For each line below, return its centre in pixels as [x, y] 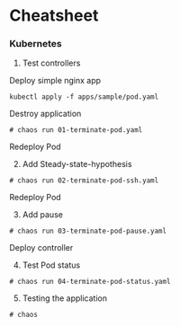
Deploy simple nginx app [55, 81]
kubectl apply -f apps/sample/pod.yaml [84, 97]
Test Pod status [51, 265]
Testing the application [65, 298]
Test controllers [51, 63]
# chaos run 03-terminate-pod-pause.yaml [88, 231]
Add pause [42, 215]
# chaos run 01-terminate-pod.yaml [76, 130]
